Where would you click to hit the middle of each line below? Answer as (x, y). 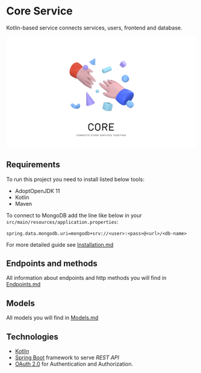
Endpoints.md (23, 285)
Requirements (33, 165)
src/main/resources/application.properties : (62, 221)
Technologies (32, 337)
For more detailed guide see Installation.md (60, 244)
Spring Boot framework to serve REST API (67, 357)
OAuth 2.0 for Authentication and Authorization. (74, 364)
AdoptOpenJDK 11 (37, 191)
